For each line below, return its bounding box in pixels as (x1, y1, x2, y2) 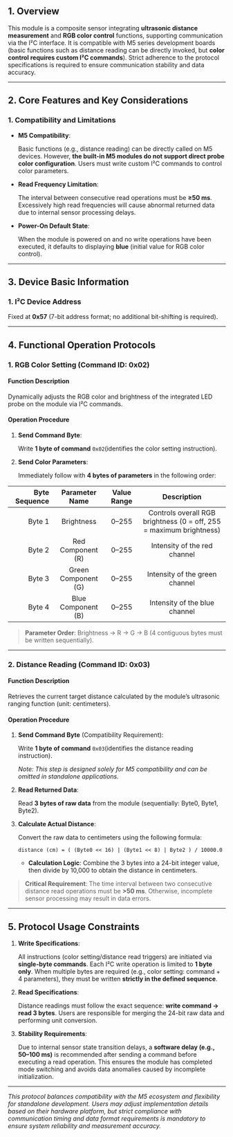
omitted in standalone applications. (17, 772, 120, 781)
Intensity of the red (151, 540, 213, 550)
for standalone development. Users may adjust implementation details (8, 1100, 209, 1108)
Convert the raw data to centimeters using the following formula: (17, 833, 203, 842)
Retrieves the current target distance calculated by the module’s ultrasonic (8, 692, 220, 701)
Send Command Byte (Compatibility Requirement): (17, 731, 164, 739)
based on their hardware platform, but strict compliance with (8, 1107, 182, 1116)
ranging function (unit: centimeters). (8, 700, 111, 708)
